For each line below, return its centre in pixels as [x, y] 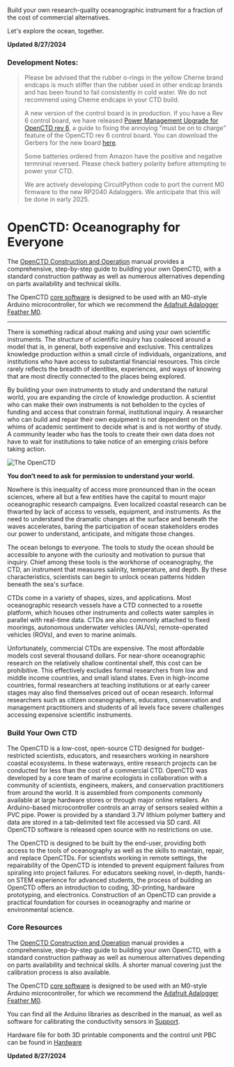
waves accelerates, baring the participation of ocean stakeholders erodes [113, 527]
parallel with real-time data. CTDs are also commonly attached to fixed [109, 620]
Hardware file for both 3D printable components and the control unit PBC [112, 1035]
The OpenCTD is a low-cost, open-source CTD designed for [94, 748]
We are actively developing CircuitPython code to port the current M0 [124, 184]
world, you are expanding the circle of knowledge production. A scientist [111, 397]
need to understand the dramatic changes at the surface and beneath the [112, 519]
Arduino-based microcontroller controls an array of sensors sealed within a [115, 807]
